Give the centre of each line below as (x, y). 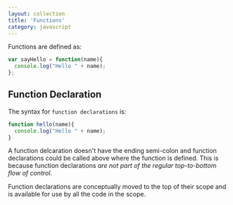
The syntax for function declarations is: (67, 111)
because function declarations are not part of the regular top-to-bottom (112, 166)
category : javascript (40, 27)
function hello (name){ (41, 124)
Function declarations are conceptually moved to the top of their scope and (117, 187)
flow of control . (30, 173)
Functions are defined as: (45, 47)
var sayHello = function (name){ (55, 60)
